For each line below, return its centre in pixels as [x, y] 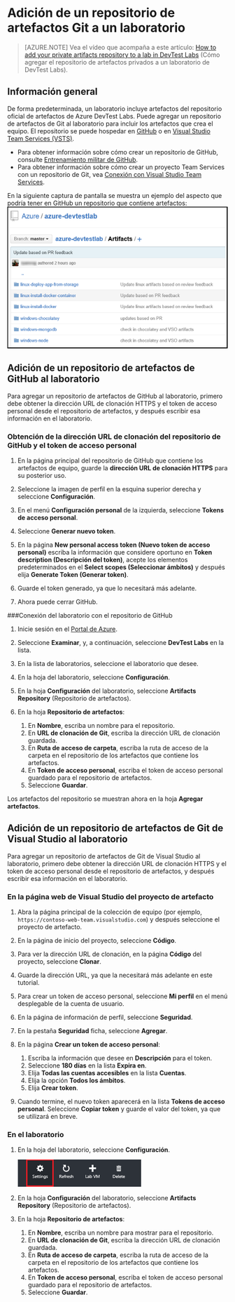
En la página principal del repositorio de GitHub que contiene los [110, 460]
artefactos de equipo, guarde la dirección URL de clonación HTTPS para [122, 468]
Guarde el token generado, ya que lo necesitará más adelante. [107, 588]
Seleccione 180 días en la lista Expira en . [87, 1065]
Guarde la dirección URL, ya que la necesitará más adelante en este [115, 975]
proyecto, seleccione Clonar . [59, 962]
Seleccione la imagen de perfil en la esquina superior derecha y [109, 489]
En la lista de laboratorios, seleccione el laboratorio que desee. [108, 664]
